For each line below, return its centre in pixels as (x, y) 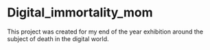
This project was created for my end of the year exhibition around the (105, 32)
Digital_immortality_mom (80, 13)
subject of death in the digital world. (58, 38)
